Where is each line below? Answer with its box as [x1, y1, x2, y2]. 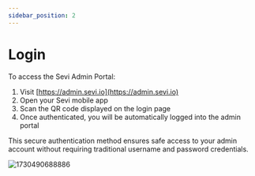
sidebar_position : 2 [8, 11, 77, 20]
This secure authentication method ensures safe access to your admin [8, 136, 238, 145]
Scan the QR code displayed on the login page [19, 103, 171, 113]
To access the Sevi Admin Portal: [8, 72, 116, 81]
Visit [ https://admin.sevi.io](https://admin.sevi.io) [19, 87, 179, 96]
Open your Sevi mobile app [19, 95, 109, 105]
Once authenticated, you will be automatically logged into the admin [19, 112, 241, 122]
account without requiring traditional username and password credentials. [8, 144, 249, 154]
